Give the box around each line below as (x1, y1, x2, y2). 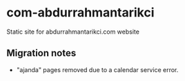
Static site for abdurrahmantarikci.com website (6, 27, 139, 36)
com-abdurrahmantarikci (6, 5, 155, 21)
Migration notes (6, 47, 77, 59)
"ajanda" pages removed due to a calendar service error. (16, 65, 179, 73)
